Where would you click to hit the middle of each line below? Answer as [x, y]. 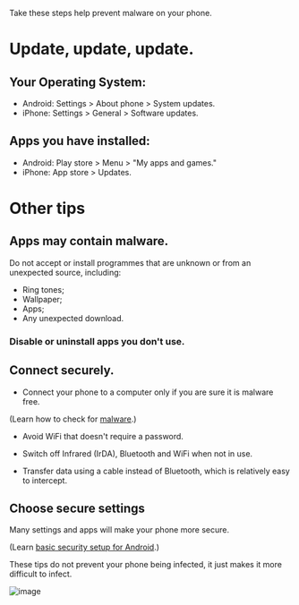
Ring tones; [43, 289]
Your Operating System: [77, 82]
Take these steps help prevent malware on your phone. [111, 13]
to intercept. [45, 480]
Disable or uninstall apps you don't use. [97, 341]
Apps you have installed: [80, 141]
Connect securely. [62, 371]
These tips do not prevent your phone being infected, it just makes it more [145, 565]
